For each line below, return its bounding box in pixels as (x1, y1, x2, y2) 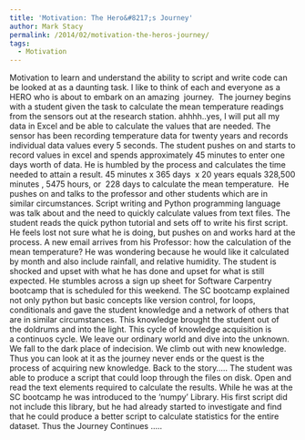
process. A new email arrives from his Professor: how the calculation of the (9, 237, 291, 248)
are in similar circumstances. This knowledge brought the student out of (9, 314, 280, 325)
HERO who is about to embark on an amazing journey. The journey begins (9, 92, 291, 103)
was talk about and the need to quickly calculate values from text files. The (9, 208, 291, 219)
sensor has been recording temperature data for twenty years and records (9, 130, 289, 141)
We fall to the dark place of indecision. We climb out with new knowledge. (9, 343, 287, 354)
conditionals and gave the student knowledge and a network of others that (9, 304, 290, 315)
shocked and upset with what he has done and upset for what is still (9, 266, 265, 277)
